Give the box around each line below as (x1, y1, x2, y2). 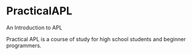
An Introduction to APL (6, 24, 63, 31)
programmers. (6, 42, 42, 49)
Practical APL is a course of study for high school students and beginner (6, 35, 186, 42)
